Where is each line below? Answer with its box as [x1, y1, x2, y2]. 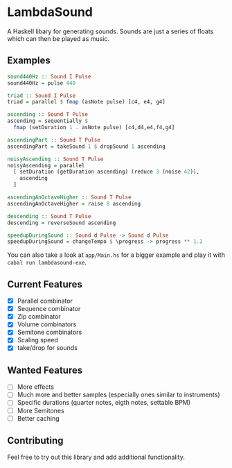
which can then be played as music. [7, 34, 109, 42]
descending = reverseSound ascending [7, 219, 116, 226]
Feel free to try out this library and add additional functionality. [7, 453, 185, 462]
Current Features [7, 278, 83, 290]
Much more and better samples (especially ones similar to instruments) [17, 390, 220, 399]
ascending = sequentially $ [7, 117, 89, 125]
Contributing [7, 435, 64, 446]
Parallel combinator [17, 296, 73, 306]
